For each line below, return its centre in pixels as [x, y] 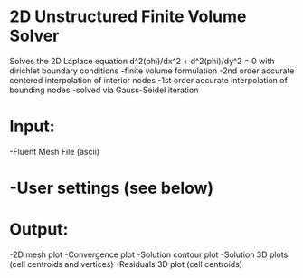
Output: [39, 230]
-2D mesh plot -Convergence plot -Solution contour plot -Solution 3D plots [149, 254]
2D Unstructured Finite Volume [128, 17]
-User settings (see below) [112, 188]
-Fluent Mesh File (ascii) [55, 151]
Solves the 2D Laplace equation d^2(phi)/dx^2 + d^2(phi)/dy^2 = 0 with [142, 61]
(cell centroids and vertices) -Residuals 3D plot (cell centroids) [126, 264]
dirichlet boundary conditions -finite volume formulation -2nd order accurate [152, 71]
